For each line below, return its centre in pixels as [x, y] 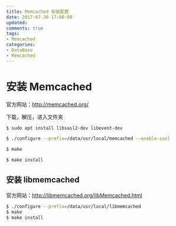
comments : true [25, 28]
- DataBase [19, 50]
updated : [17, 22]
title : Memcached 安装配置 [38, 12]
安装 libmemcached [43, 180]
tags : [13, 34]
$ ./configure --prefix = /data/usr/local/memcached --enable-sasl [88, 139]
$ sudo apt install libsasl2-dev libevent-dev [64, 128]
